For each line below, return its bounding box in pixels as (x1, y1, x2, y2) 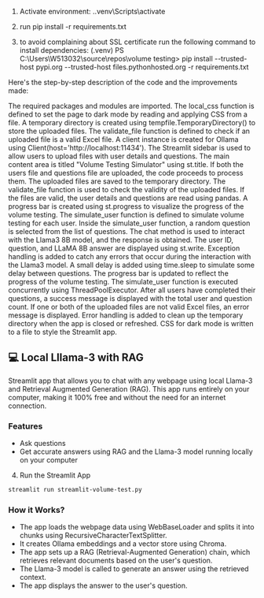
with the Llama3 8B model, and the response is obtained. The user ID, (8, 236, 234, 244)
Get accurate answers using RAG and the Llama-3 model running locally (19, 447, 253, 456)
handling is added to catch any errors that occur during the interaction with (8, 252, 251, 261)
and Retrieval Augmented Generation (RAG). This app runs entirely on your (8, 384, 250, 393)
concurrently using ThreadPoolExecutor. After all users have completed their (8, 285, 256, 295)
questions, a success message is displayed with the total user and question (8, 294, 253, 303)
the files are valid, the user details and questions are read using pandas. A (8, 193, 248, 202)
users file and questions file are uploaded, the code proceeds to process (8, 169, 244, 177)
